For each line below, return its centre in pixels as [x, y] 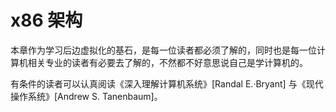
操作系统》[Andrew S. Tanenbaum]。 [86, 96]
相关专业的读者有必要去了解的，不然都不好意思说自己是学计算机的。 [167, 62]
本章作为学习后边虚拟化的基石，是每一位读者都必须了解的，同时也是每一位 [163, 50]
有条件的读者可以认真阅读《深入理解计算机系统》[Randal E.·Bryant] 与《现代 [167, 83]
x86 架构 [46, 20]
